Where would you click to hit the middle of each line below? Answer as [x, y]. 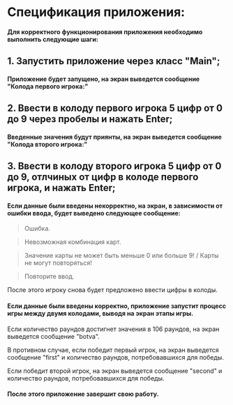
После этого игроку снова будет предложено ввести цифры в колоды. [113, 290]
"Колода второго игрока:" [47, 144]
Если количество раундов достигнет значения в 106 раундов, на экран [113, 329]
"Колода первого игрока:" [48, 86]
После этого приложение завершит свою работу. [83, 394]
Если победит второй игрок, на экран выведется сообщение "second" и [115, 371]
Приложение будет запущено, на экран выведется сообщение [104, 79]
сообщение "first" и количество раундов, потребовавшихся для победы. [116, 357]
